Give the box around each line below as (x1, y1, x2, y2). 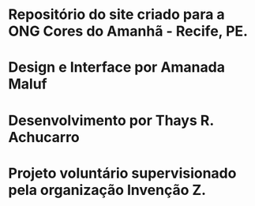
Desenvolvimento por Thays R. (8, 111, 215, 129)
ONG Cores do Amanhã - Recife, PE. (8, 22, 249, 40)
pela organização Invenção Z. (8, 181, 207, 199)
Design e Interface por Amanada (8, 58, 225, 77)
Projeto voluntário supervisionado (8, 164, 237, 182)
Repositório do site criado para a (8, 6, 225, 24)
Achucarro (8, 128, 81, 146)
